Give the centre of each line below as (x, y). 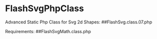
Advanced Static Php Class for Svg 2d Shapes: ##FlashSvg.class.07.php (78, 22)
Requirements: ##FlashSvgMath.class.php (48, 31)
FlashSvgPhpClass (44, 9)
